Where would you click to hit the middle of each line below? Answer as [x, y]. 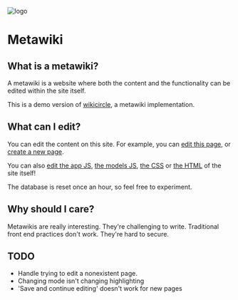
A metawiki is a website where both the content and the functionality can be [119, 83]
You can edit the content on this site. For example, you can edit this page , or [119, 144]
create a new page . [36, 151]
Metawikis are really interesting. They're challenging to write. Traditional [113, 226]
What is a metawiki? [53, 66]
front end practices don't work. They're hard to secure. [88, 234]
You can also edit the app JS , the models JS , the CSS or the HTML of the [114, 165]
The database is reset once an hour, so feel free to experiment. [100, 187]
